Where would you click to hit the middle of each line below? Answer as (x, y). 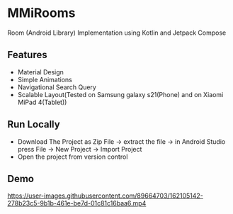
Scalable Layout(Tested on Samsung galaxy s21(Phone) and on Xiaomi (120, 94)
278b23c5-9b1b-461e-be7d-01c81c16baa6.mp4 (77, 203)
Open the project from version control (73, 157)
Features (27, 55)
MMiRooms (41, 13)
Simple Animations (45, 79)
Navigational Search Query (57, 87)
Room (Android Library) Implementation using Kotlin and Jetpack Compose (117, 33)
